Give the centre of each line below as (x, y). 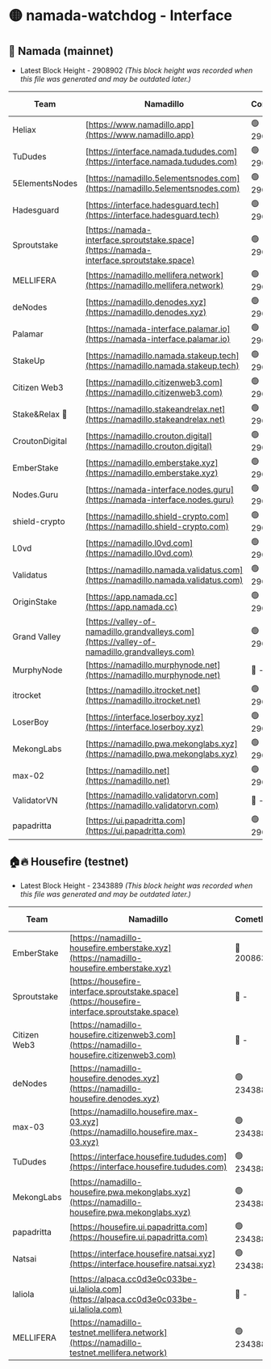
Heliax (24, 129)
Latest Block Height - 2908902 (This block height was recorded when (136, 70)
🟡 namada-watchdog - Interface (120, 16)
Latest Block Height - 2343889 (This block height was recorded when (136, 885)
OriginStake (35, 602)
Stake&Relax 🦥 (40, 414)
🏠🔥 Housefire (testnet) (69, 862)
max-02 (28, 775)
